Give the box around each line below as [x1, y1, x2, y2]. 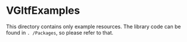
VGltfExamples [6, 4, 80, 17]
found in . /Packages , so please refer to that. [6, 29, 114, 36]
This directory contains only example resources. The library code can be [6, 23, 181, 30]
